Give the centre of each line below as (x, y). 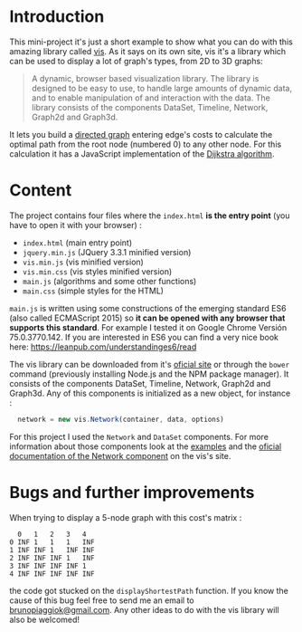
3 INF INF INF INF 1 (48, 566)
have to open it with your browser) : (75, 225)
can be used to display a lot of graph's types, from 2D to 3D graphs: (137, 61)
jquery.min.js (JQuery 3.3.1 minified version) (107, 252)
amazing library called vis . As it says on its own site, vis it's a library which (148, 51)
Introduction (57, 17)
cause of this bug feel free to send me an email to (102, 600)
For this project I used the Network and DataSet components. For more (139, 436)
